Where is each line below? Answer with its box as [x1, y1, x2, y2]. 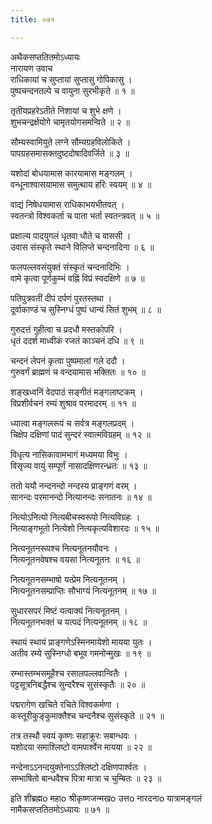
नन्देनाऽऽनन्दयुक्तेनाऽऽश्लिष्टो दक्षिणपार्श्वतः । [10, 761, 148, 773]
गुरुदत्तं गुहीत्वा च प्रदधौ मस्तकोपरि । [10, 323, 123, 335]
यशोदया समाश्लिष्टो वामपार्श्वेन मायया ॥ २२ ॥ [10, 741, 152, 753]
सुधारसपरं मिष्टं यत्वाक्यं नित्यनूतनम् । [10, 604, 128, 616]
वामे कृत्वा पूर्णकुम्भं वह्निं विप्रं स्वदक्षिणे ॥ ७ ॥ [10, 272, 145, 284]
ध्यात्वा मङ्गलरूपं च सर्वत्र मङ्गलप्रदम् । [10, 417, 135, 429]
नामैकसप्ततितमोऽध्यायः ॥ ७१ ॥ [10, 803, 110, 815]
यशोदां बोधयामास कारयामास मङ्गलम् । [10, 167, 133, 179]
